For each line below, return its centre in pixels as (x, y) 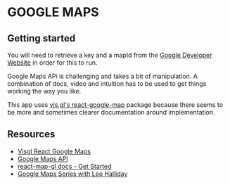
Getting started (41, 38)
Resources (31, 134)
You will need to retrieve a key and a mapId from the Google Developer (110, 55)
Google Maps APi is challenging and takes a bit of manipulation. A (103, 76)
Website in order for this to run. (52, 63)
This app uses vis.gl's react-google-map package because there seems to (115, 105)
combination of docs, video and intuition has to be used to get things (107, 84)
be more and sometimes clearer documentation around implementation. (111, 112)
